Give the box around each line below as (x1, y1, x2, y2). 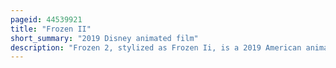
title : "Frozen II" (10, 24, 92, 34)
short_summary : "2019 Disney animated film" (10, 33, 199, 43)
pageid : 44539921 (10, 14, 83, 25)
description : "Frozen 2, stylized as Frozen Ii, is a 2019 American (10, 42, 302, 53)
